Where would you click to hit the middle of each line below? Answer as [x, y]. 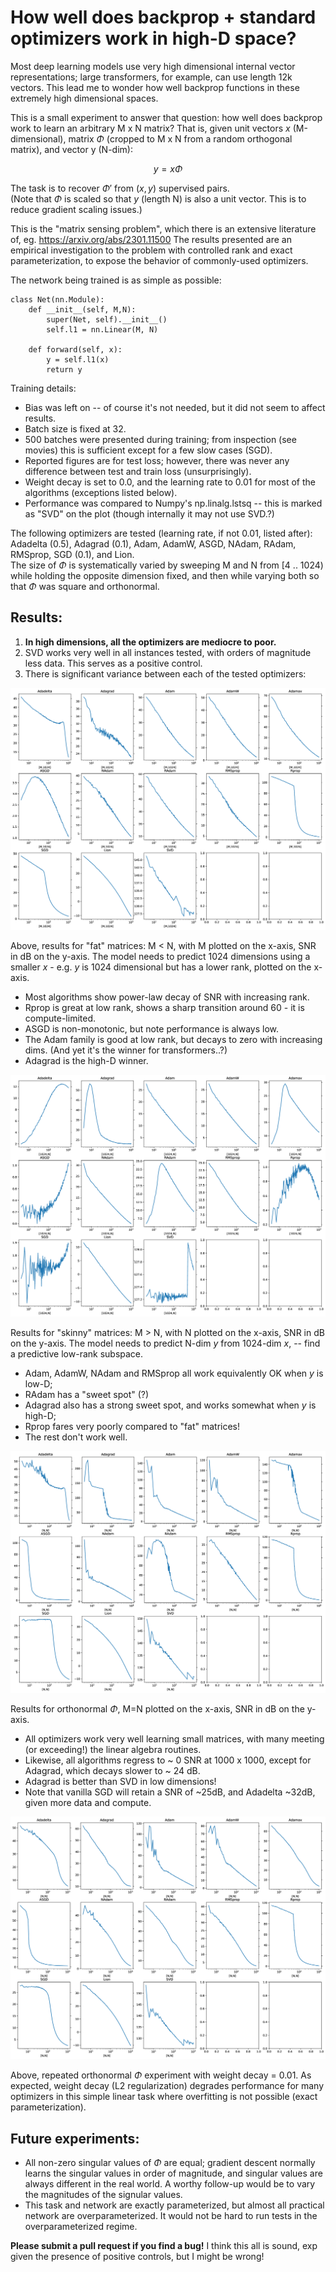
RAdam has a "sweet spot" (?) [87, 1395]
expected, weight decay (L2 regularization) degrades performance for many [167, 2086]
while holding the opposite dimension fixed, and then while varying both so [165, 575]
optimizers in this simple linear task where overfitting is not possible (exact [164, 2097]
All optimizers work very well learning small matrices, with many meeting [174, 1738]
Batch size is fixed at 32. [75, 428]
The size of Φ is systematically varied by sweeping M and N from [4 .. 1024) [167, 565]
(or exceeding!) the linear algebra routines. [113, 1749]
